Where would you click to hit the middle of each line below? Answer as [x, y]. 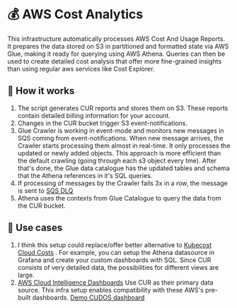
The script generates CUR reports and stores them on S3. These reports [123, 108]
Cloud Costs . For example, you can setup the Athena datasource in [116, 252]
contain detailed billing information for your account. [94, 115]
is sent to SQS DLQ [45, 190]
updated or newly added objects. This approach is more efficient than [119, 153]
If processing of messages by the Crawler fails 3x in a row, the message [123, 183]
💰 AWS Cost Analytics [75, 14]
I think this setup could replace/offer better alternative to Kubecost [115, 244]
